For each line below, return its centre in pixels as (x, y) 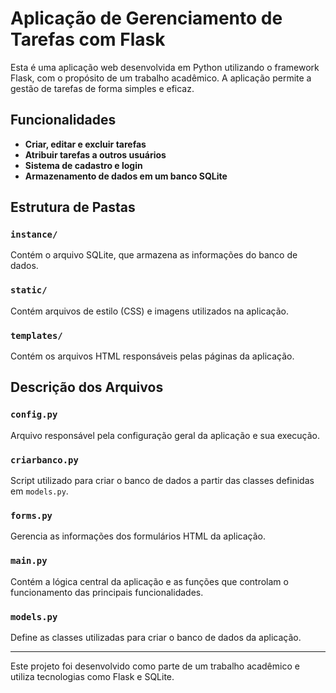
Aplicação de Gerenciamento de (146, 18)
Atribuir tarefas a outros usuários (95, 154)
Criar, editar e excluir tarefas (85, 144)
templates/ (36, 335)
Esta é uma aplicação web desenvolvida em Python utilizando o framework (165, 67)
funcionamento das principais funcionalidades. (107, 592)
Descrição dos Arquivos (87, 387)
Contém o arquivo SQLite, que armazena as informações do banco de (154, 255)
